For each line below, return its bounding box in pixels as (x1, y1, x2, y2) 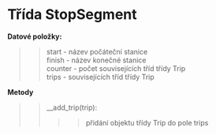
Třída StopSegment (7, 6, 137, 24)
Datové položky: (7, 32, 62, 41)
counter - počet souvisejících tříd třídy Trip (46, 63, 186, 73)
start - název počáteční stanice (46, 47, 148, 56)
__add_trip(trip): (46, 103, 98, 112)
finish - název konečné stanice (46, 55, 147, 65)
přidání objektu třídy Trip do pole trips (85, 118, 209, 127)
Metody (7, 87, 34, 96)
